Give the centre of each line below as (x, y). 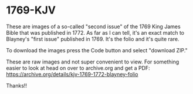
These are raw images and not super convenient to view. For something (93, 62)
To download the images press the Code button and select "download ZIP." (97, 50)
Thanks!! (17, 85)
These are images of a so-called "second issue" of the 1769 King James (93, 26)
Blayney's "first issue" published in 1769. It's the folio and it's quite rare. (93, 39)
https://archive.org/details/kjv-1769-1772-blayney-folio (72, 74)
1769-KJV (31, 10)
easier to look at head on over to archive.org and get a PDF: (78, 68)
